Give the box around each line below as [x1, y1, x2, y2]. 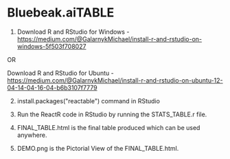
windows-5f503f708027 [16, 42, 87, 50]
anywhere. [16, 131, 47, 139]
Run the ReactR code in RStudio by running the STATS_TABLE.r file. [16, 110, 207, 118]
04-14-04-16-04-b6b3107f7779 [7, 83, 97, 92]
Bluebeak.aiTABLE [7, 5, 115, 21]
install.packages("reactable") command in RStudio [16, 96, 160, 105]
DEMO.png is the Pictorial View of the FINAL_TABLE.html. [16, 144, 179, 152]
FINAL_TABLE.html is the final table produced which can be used [16, 123, 200, 131]
